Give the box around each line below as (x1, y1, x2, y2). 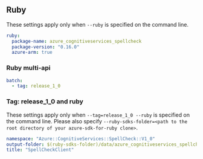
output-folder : (6, 141, 45, 148)
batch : (6, 77, 23, 83)
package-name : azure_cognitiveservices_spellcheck (11, 38, 142, 44)
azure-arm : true (11, 50, 53, 56)
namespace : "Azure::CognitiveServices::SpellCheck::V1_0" (6, 135, 155, 141)
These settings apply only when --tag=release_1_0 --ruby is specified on (6, 111, 190, 118)
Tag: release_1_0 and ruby (6, 97, 83, 106)
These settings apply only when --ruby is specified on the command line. (6, 21, 189, 28)
